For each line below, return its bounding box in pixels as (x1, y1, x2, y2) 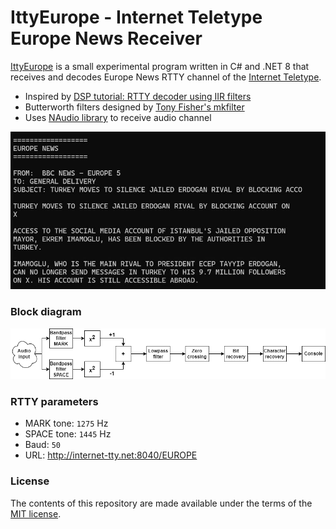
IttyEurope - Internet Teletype (10, 6, 263, 29)
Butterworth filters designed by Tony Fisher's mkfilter (24, 101, 245, 113)
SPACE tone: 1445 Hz (24, 428, 112, 440)
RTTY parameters (10, 394, 99, 408)
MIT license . (10, 507, 62, 520)
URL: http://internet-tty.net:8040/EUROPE (24, 449, 198, 461)
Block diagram (10, 305, 82, 319)
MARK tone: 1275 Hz (24, 417, 109, 430)
